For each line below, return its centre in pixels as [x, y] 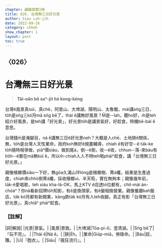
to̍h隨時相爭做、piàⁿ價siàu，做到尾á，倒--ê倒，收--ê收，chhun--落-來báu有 [81, 150]
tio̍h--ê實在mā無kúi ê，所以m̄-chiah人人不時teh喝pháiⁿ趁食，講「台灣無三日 [81, 156]
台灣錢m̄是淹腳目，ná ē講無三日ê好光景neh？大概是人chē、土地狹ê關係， [78, 138]
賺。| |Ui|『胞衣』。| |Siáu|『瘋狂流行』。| [45, 240]
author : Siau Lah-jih [27, 18]
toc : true [15, 41]
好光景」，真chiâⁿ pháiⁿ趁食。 [34, 203]
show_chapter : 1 [21, 32]
